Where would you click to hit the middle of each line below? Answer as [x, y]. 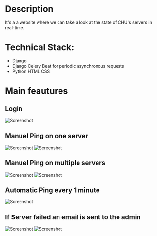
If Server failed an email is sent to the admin [73, 217]
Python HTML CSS [31, 71]
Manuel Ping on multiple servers [55, 163]
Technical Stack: [40, 48]
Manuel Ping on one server [47, 136]
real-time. [15, 27]
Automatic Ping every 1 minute [52, 190]
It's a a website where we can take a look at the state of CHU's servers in [78, 22]
